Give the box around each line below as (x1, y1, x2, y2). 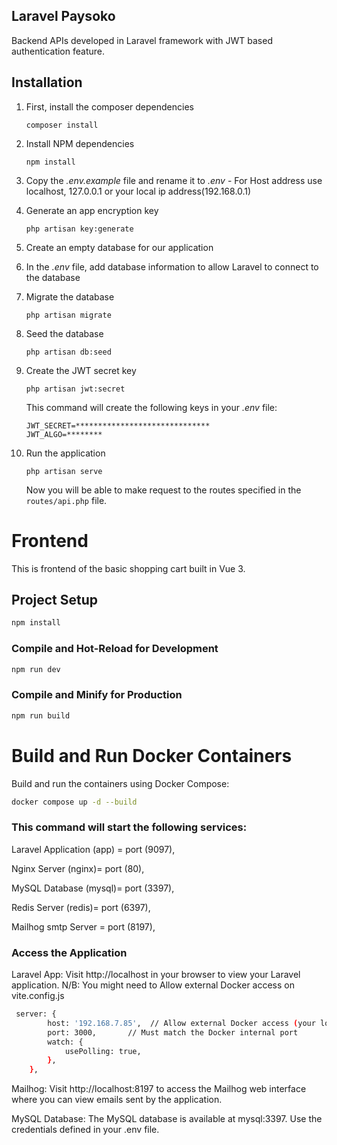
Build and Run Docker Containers (11, 744, 293, 767)
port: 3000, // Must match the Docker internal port (47, 1027, 299, 1038)
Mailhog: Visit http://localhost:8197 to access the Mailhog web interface (11, 1083, 307, 1095)
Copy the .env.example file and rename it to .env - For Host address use (25, 174, 323, 186)
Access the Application (11, 945, 128, 959)
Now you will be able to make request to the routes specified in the (25, 484, 302, 496)
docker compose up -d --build (11, 797, 138, 807)
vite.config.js (11, 990, 65, 1001)
